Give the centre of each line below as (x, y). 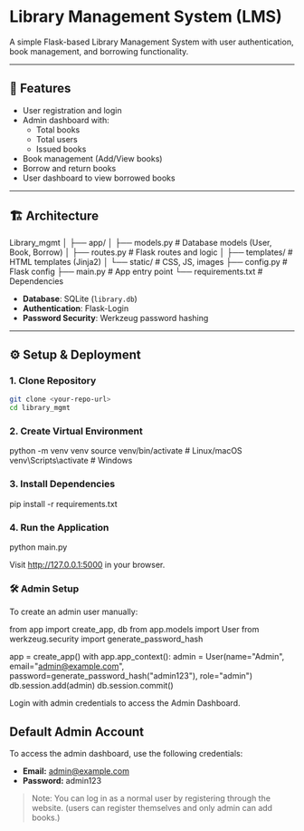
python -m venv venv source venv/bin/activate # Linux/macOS (126, 451)
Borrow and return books (69, 168)
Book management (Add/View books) (92, 158)
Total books (58, 130)
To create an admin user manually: (74, 612)
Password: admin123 (62, 781)
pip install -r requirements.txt (63, 503)
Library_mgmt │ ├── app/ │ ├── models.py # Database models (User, (141, 242)
